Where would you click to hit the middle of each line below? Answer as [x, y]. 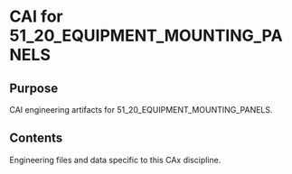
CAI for [36, 17]
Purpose [34, 88]
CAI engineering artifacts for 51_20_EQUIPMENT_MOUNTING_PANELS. [141, 110]
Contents [36, 138]
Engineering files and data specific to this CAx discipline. [115, 160]
